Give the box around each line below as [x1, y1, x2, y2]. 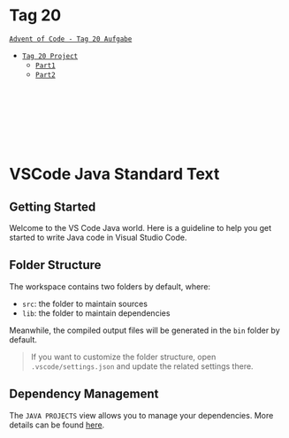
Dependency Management [9, 387, 159, 402]
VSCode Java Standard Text [9, 165, 220, 184]
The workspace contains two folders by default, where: [9, 280, 210, 292]
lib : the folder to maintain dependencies [21, 307, 171, 319]
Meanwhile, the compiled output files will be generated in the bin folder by [9, 325, 280, 335]
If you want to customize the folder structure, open [30, 351, 217, 362]
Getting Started [9, 199, 96, 214]
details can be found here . [9, 419, 105, 430]
